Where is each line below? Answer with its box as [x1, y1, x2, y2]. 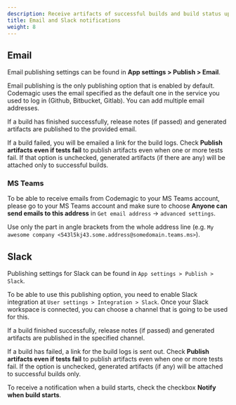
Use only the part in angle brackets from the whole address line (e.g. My [7, 223, 214, 232]
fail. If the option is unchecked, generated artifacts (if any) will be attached [7, 362, 223, 371]
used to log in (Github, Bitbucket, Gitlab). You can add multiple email [7, 96, 205, 105]
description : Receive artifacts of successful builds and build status [7, 10, 221, 18]
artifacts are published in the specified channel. [7, 334, 145, 343]
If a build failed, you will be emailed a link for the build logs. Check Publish [7, 138, 223, 147]
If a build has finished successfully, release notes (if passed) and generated [7, 117, 227, 126]
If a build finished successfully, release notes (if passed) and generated [7, 326, 215, 335]
